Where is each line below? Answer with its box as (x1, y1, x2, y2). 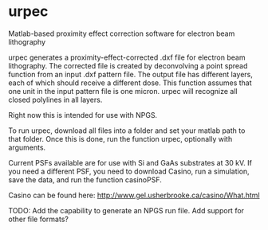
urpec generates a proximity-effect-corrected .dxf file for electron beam (8, 53, 246, 62)
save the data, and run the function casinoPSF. (8, 174, 162, 185)
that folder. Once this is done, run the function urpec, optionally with (8, 134, 233, 143)
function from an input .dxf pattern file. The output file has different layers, (8, 69, 253, 79)
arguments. (8, 142, 46, 152)
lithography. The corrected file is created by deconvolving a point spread (8, 60, 248, 70)
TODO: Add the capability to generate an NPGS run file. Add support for (8, 205, 245, 215)
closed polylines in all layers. (8, 95, 103, 104)
